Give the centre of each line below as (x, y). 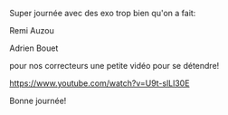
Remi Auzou (32, 30)
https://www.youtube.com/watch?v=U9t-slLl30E (100, 83)
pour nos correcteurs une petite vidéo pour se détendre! (114, 66)
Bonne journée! (38, 101)
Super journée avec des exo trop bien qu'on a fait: (103, 13)
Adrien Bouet (34, 48)
